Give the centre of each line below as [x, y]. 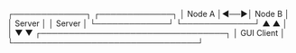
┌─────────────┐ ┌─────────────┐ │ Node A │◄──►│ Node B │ [148, 14]
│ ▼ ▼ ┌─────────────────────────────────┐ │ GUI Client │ [146, 33]
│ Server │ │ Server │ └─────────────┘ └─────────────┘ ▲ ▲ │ [148, 23]
